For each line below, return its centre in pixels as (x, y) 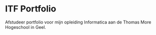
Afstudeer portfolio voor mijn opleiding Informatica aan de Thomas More (78, 22)
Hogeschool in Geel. (26, 27)
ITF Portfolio (31, 9)
